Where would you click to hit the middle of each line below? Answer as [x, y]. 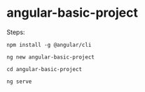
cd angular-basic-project [44, 69]
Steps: [16, 32]
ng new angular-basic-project [51, 57]
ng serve [19, 82]
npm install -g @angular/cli [49, 45]
